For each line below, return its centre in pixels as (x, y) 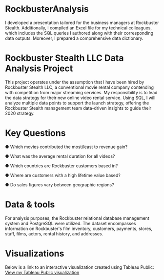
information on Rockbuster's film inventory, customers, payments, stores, (79, 229)
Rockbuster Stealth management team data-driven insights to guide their (78, 108)
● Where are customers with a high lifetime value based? (63, 175)
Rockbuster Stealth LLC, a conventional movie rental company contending (80, 87)
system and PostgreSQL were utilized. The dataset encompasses (71, 223)
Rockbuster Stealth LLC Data (64, 58)
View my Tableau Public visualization (42, 272)
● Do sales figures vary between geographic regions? (60, 184)
